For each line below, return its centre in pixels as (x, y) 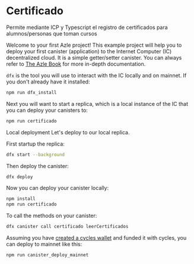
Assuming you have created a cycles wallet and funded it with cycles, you (96, 238)
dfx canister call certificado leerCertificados (67, 227)
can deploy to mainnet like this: (44, 244)
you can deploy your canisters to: (47, 110)
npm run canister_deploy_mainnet (47, 255)
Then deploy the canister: (38, 166)
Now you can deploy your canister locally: (57, 188)
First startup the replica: (36, 144)
